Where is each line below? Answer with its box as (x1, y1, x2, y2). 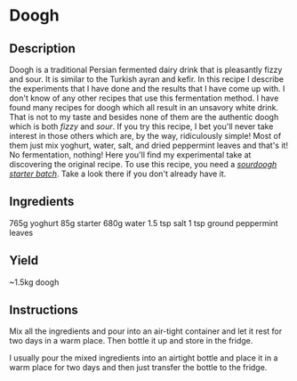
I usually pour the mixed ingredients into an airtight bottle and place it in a (9, 353, 278, 363)
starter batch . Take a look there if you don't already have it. (9, 168, 227, 179)
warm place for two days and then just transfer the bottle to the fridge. (9, 362, 268, 373)
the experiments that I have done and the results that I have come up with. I (9, 84, 285, 93)
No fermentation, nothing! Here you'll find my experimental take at (9, 150, 252, 160)
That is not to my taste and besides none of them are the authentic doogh (9, 112, 279, 122)
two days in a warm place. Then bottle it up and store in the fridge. (9, 336, 253, 346)
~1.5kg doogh (9, 277, 60, 288)
